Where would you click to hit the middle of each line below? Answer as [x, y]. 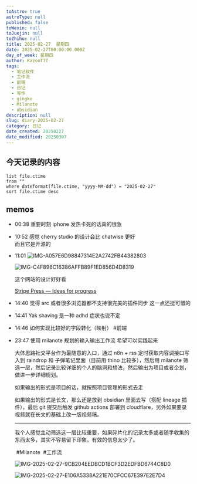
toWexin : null [23, 28]
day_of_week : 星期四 [30, 55]
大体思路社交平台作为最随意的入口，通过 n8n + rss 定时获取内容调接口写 [102, 353]
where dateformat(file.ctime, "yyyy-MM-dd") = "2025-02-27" [81, 186]
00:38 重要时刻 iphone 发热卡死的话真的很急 [68, 224]
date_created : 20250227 [35, 132]
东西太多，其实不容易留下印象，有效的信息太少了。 [76, 440]
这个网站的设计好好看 [40, 279]
